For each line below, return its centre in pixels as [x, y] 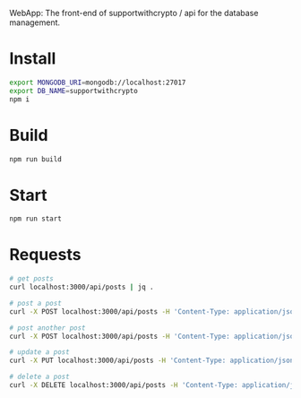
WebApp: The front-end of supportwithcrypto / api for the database [134, 13]
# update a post [39, 352]
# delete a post [39, 377]
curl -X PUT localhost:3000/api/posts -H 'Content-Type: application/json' [154, 361]
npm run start [36, 219]
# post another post [48, 328]
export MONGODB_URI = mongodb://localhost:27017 [98, 82]
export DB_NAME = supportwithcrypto [74, 91]
